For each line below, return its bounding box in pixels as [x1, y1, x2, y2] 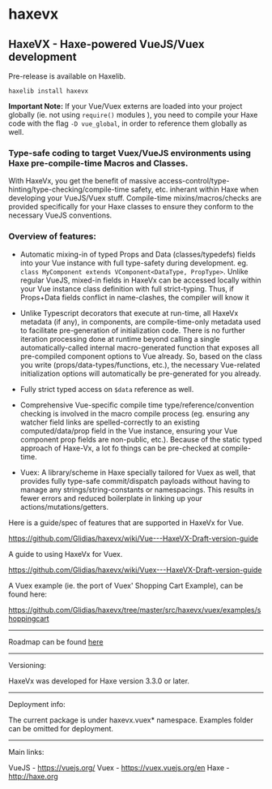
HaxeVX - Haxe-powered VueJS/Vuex [8, 37, 205, 51]
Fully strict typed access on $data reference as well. [19, 384, 194, 394]
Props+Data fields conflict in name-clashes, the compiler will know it [19, 292, 249, 302]
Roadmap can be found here [8, 636, 104, 646]
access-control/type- [158, 176, 230, 186]
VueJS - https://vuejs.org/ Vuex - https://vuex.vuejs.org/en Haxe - [8, 762, 230, 772]
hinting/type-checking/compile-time [8, 184, 130, 195]
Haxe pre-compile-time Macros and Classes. [8, 157, 189, 169]
